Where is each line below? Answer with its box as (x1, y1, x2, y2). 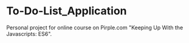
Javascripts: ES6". (6, 30, 52, 37)
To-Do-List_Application (6, 4, 127, 18)
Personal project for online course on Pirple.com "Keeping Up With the (6, 24, 184, 31)
